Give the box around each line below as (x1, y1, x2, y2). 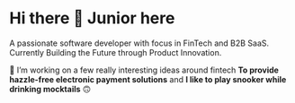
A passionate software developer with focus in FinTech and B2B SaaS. (9, 38, 270, 48)
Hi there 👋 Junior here (9, 8, 175, 29)
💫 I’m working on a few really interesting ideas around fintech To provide (9, 64, 279, 75)
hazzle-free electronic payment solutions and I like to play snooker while (9, 73, 287, 84)
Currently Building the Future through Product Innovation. (9, 47, 222, 57)
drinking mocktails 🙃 (9, 83, 92, 94)
